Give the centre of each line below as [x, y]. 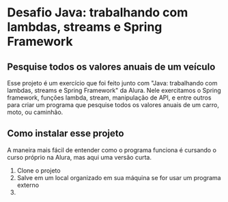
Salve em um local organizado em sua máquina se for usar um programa [119, 177]
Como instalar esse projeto [66, 133]
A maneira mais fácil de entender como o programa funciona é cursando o [112, 150]
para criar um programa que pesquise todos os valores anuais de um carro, [113, 105]
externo [28, 185]
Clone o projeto [39, 170]
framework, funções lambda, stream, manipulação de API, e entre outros [109, 98]
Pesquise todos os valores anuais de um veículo [111, 67]
